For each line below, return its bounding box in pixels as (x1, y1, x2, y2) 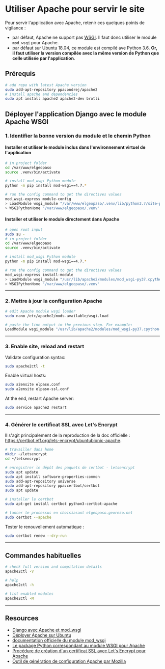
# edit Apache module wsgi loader (5, 308, 76, 314)
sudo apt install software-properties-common (5, 474, 100, 479)
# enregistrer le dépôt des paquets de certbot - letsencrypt (5, 465, 135, 470)
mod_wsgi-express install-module (5, 272, 74, 277)
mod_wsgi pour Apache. (12, 39, 59, 45)
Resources (5, 614, 39, 622)
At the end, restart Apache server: (5, 395, 74, 401)
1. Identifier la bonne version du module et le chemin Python (5, 132, 151, 139)
